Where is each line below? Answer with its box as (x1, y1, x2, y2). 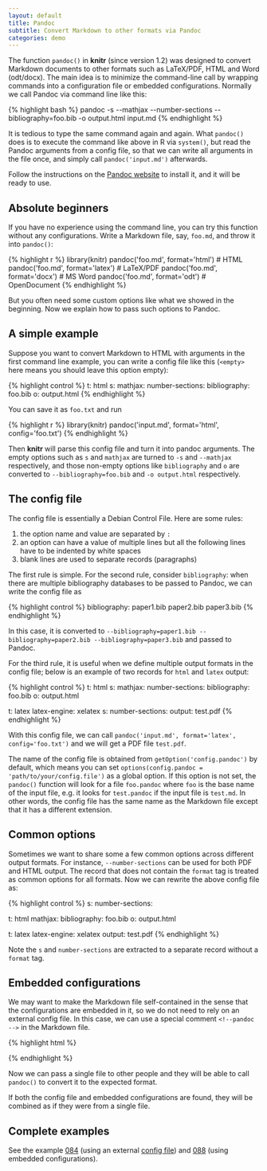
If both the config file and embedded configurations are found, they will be (8, 1093, 253, 1102)
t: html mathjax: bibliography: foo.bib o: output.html (8, 914, 177, 923)
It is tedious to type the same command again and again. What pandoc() (8, 129, 245, 139)
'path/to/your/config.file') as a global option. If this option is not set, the (8, 770, 257, 781)
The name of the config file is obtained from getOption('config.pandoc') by (8, 754, 257, 763)
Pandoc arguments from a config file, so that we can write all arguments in (8, 146, 253, 155)
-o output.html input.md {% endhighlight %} (78, 113, 223, 123)
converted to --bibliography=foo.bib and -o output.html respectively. (8, 469, 241, 479)
